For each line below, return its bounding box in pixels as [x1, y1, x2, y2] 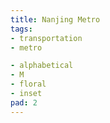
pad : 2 [10, 97, 38, 108]
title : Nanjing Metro [10, 14, 101, 25]
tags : [10, 24, 33, 34]
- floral [10, 79, 47, 90]
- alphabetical [10, 61, 74, 71]
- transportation [10, 33, 83, 43]
